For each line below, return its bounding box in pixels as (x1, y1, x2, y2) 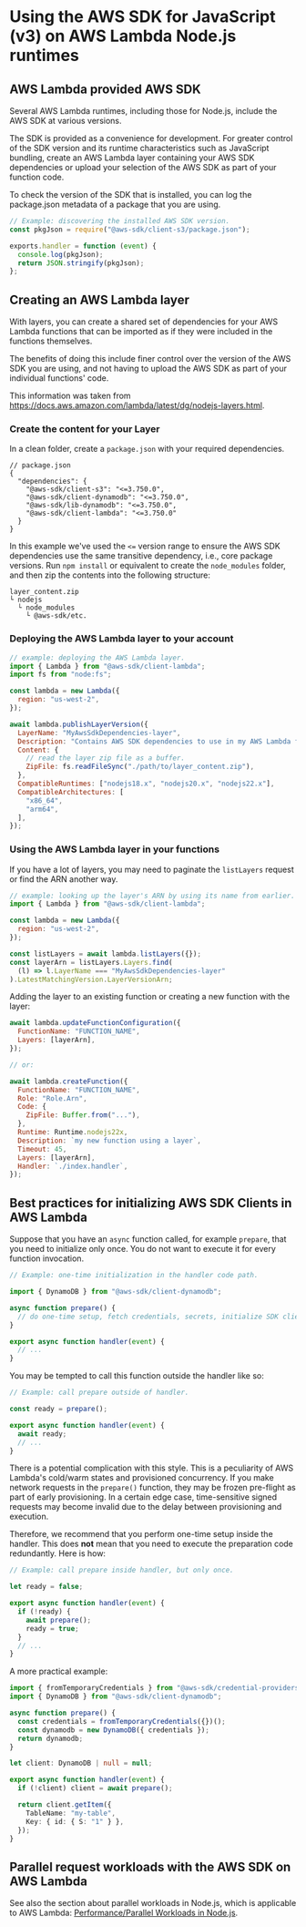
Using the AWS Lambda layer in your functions (9, 843, 220, 856)
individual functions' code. (9, 373, 109, 384)
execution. (9, 1511, 49, 1522)
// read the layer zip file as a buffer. (25, 753, 185, 763)
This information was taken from (9, 390, 131, 402)
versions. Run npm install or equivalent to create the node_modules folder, (9, 560, 287, 571)
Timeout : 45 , (17, 1144, 67, 1153)
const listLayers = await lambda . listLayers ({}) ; (9, 949, 202, 958)
